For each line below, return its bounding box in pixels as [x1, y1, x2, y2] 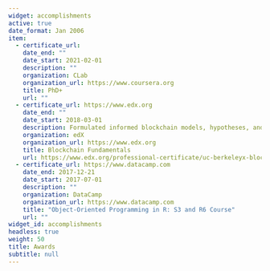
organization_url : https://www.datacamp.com [22, 198, 174, 206]
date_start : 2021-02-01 [22, 57, 103, 65]
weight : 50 [8, 236, 45, 244]
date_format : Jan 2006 [8, 26, 84, 34]
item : [8, 34, 27, 42]
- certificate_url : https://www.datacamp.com [15, 161, 171, 169]
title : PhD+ [22, 86, 63, 95]
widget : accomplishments [8, 11, 92, 20]
